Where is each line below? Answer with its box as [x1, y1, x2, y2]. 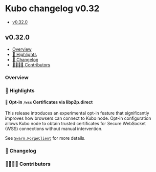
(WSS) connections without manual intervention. [5, 126, 103, 131]
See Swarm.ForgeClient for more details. [5, 135, 86, 141]
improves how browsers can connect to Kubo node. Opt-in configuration [5, 115, 152, 121]
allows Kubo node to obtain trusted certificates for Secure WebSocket [5, 120, 146, 126]
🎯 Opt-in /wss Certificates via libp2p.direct [5, 99, 93, 105]
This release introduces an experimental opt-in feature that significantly [5, 110, 150, 116]
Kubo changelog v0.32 [5, 3, 100, 14]
